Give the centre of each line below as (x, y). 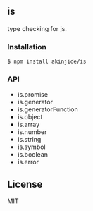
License (25, 184)
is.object (30, 117)
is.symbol (31, 147)
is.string (29, 140)
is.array (29, 125)
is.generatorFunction (48, 109)
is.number (32, 132)
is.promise (32, 95)
